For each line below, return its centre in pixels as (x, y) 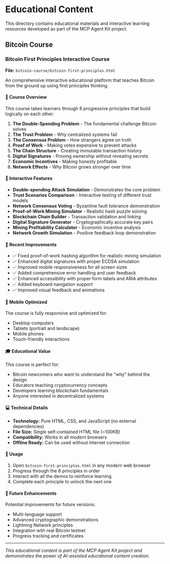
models (20, 201)
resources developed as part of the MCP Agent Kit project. (66, 28)
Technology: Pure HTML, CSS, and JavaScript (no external (74, 421)
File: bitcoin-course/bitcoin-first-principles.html (60, 70)
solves (19, 129)
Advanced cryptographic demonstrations (55, 520)
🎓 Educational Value (28, 351)
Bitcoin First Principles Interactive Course (57, 59)
